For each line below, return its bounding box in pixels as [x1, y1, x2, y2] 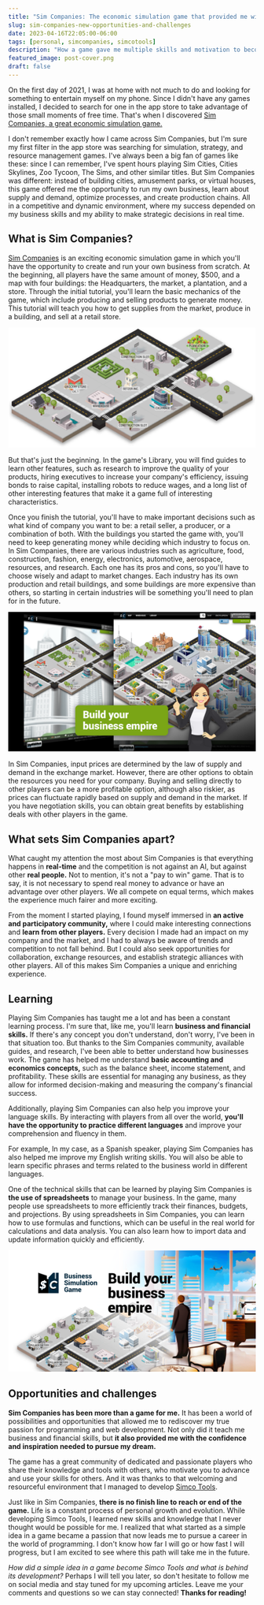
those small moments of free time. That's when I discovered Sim [8, 110, 217, 120]
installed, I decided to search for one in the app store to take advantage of [8, 102, 248, 111]
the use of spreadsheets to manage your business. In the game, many [8, 1193, 237, 1202]
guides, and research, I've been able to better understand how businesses [8, 1046, 249, 1056]
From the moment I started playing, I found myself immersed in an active [8, 910, 244, 920]
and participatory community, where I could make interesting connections [8, 919, 251, 929]
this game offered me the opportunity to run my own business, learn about [8, 184, 249, 193]
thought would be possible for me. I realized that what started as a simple [8, 1522, 246, 1532]
